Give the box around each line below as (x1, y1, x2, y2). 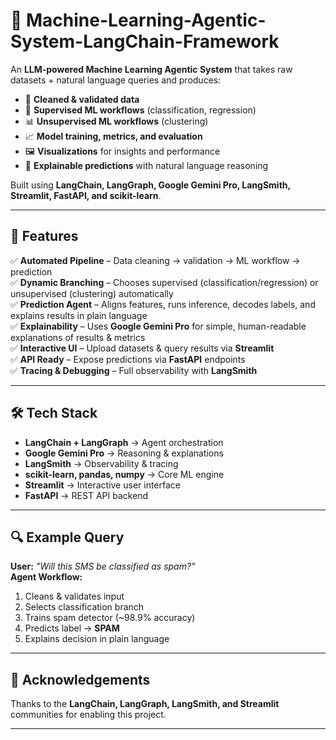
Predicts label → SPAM (24, 622, 120, 634)
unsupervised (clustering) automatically (10, 287, 174, 299)
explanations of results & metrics (10, 331, 146, 343)
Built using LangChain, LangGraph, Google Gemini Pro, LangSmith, (10, 179, 291, 191)
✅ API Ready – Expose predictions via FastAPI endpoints (10, 353, 246, 365)
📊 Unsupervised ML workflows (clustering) (24, 115, 209, 127)
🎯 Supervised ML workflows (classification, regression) (24, 104, 257, 116)
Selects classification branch (24, 601, 145, 613)
